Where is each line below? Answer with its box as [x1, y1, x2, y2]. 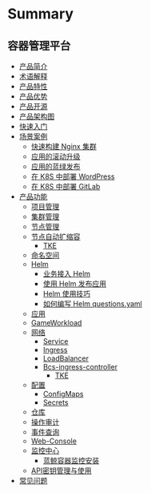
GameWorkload [30, 318, 82, 327]
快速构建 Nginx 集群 [30, 142, 97, 151]
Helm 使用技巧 [42, 289, 91, 298]
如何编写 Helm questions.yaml [42, 299, 143, 309]
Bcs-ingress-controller [42, 362, 117, 371]
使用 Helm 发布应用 [42, 279, 107, 289]
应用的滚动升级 [30, 152, 81, 161]
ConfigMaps [42, 390, 84, 398]
